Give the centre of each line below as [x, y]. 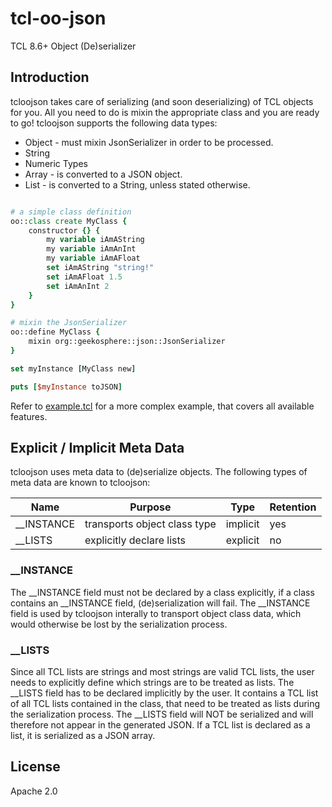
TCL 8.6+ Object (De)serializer [73, 46]
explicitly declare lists [135, 540]
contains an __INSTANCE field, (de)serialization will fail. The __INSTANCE [160, 603]
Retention [293, 507]
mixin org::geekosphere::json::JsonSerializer [127, 342]
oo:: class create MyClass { [69, 221]
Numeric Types [56, 163]
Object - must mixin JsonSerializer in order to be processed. [149, 142]
